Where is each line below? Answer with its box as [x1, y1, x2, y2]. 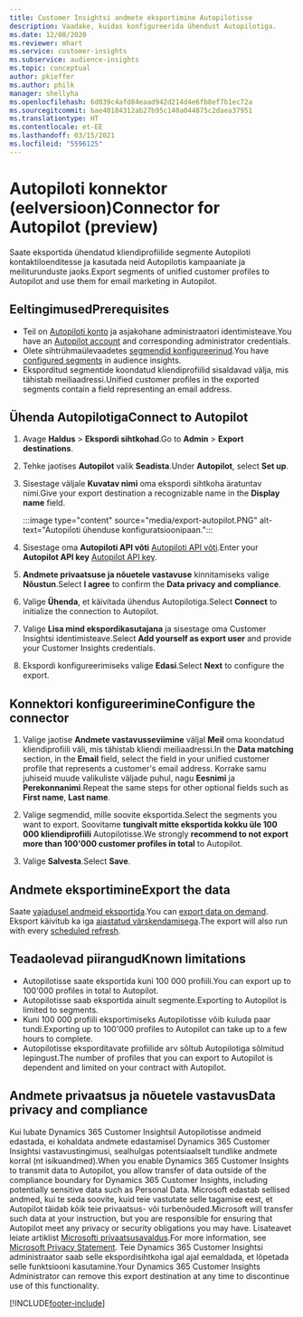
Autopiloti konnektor [9, 178, 168, 199]
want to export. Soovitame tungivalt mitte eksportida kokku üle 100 [22, 820, 278, 830]
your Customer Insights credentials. [22, 643, 156, 654]
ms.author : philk [9, 81, 75, 90]
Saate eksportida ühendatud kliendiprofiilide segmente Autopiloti [9, 246, 251, 258]
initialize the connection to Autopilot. [22, 606, 159, 617]
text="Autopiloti [22, 525, 81, 535]
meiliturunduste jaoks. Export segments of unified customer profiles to [9, 266, 270, 277]
